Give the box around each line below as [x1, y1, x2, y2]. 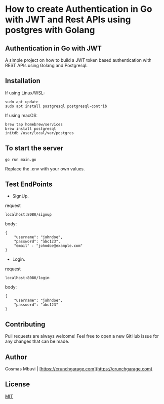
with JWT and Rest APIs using [5, 14, 131, 25]
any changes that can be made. [5, 338, 70, 344]
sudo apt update [5, 99, 39, 104]
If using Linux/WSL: [5, 90, 45, 96]
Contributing [5, 320, 45, 328]
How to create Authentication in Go [5, 3, 152, 15]
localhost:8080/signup [5, 212, 52, 217]
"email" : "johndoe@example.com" [14, 243, 83, 248]
